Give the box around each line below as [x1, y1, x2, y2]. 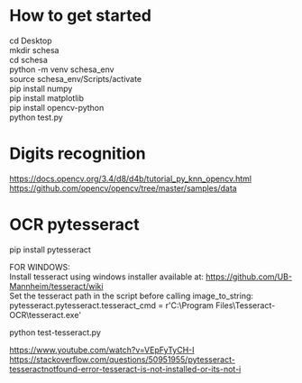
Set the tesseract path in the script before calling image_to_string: [9, 290, 254, 301]
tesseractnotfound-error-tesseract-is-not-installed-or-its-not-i [9, 363, 242, 374]
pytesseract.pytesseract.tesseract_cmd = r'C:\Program [9, 299, 215, 311]
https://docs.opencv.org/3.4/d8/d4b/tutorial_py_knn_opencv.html [9, 173, 252, 184]
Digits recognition [9, 143, 146, 164]
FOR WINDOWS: [9, 261, 70, 272]
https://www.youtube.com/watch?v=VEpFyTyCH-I [9, 344, 196, 355]
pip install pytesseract [9, 244, 92, 255]
